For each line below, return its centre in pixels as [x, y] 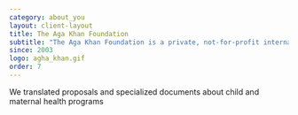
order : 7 [25, 67]
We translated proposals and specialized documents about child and [134, 92]
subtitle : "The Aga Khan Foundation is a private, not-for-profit [134, 42]
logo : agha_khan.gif [47, 58]
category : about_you [47, 17]
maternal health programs [56, 101]
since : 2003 [31, 50]
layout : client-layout [51, 26]
